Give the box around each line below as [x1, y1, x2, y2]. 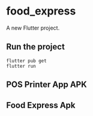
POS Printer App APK [6, 80, 87, 90]
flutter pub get [6, 57, 47, 64]
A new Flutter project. [6, 24, 60, 31]
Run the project [6, 42, 65, 52]
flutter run [6, 63, 36, 69]
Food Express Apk [6, 100, 76, 110]
